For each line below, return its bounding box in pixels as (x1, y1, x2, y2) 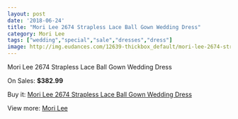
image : (7, 43, 27, 50)
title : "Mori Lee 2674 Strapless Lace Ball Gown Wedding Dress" (7, 23, 201, 30)
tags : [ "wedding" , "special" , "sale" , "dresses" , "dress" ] (7, 37, 173, 44)
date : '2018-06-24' (7, 17, 65, 24)
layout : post (7, 10, 46, 18)
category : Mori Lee (7, 30, 65, 38)
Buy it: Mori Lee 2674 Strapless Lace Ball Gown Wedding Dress (7, 90, 193, 98)
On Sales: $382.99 (7, 76, 64, 85)
